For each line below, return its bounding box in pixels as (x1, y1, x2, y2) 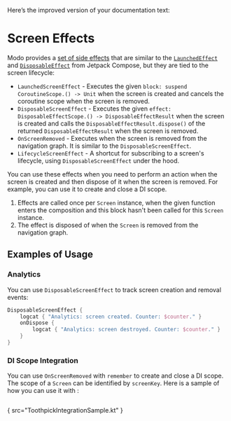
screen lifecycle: (7, 68, 55, 76)
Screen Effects (7, 31, 95, 46)
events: (7, 293, 29, 301)
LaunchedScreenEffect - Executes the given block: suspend (17, 82, 188, 90)
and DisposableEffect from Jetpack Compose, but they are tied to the (7, 61, 209, 69)
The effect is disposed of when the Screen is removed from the (17, 221, 199, 229)
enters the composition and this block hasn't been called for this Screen (17, 206, 224, 214)
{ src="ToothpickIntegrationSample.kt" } (7, 406, 124, 415)
